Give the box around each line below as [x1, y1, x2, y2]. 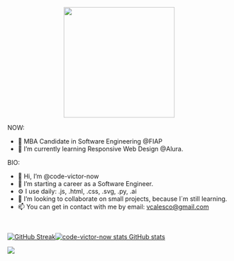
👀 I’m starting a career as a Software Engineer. [17, 180, 154, 187]
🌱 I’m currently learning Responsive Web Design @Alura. [17, 145, 184, 153]
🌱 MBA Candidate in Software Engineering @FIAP [17, 137, 163, 145]
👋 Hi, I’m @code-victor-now [17, 172, 99, 180]
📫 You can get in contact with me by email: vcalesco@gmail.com [17, 202, 209, 211]
